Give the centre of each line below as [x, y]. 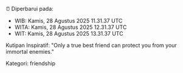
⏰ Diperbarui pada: [30, 9]
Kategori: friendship [31, 63]
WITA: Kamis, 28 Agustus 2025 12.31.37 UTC [71, 27]
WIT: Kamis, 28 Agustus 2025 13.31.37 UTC [69, 33]
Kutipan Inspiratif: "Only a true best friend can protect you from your [91, 45]
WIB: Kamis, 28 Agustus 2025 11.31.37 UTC [68, 21]
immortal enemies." [30, 52]
